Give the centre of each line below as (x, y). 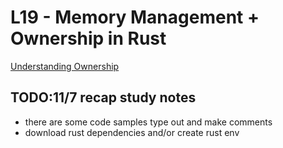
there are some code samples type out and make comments (148, 122)
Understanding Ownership (65, 66)
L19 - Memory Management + (135, 17)
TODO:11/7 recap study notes (103, 97)
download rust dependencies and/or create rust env (132, 132)
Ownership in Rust (88, 38)
